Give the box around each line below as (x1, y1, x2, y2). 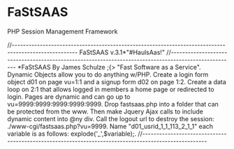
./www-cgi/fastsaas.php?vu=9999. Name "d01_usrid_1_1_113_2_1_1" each (7, 122, 214, 130)
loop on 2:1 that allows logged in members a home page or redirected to (7, 85, 214, 93)
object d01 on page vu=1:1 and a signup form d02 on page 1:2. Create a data (7, 77, 227, 86)
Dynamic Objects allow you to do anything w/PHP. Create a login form (7, 70, 209, 79)
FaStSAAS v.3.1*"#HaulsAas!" (79, 48, 166, 56)
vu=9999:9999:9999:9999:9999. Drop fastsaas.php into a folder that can (7, 100, 219, 108)
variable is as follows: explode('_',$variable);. (7, 130, 137, 138)
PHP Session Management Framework (7, 27, 118, 36)
